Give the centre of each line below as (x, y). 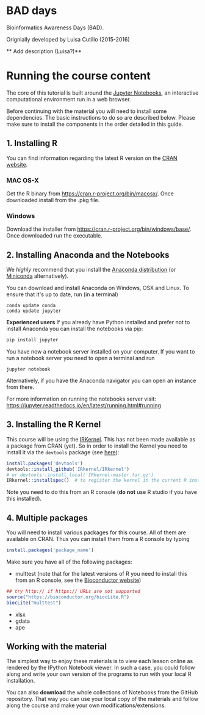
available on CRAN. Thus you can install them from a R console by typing (98, 539)
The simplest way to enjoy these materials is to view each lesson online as (100, 661)
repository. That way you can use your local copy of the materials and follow (103, 699)
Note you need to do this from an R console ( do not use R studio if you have (102, 492)
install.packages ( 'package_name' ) (50, 550)
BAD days (32, 11)
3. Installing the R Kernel (54, 425)
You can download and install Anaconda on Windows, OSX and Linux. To (98, 288)
